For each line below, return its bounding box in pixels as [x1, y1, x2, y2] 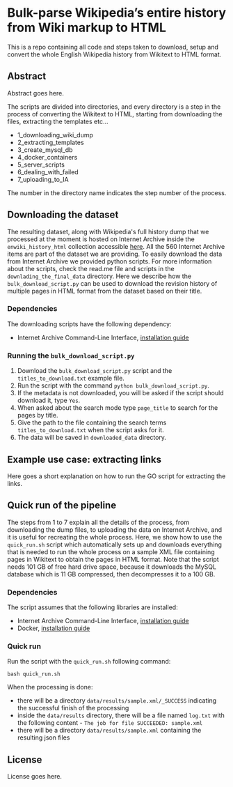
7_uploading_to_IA [17, 175, 69, 183]
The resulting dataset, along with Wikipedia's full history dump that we [7, 227, 209, 236]
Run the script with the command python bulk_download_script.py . [17, 381, 210, 390]
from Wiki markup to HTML [7, 20, 167, 36]
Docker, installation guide [17, 624, 90, 632]
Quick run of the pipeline [7, 500, 117, 512]
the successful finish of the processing [17, 704, 129, 712]
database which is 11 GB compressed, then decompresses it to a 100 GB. [7, 570, 216, 578]
